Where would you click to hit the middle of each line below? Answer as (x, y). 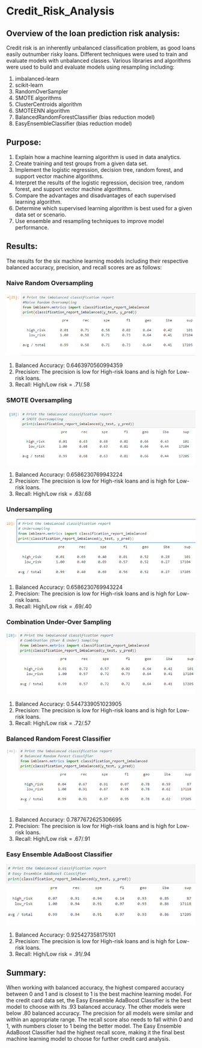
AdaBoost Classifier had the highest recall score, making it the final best (96, 1032)
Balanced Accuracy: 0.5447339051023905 (68, 704)
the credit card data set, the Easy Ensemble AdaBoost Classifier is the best (99, 1000)
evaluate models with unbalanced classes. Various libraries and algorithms (99, 61)
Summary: (26, 973)
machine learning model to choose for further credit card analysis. (88, 1038)
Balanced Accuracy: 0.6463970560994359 (69, 365)
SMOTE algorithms (38, 98)
